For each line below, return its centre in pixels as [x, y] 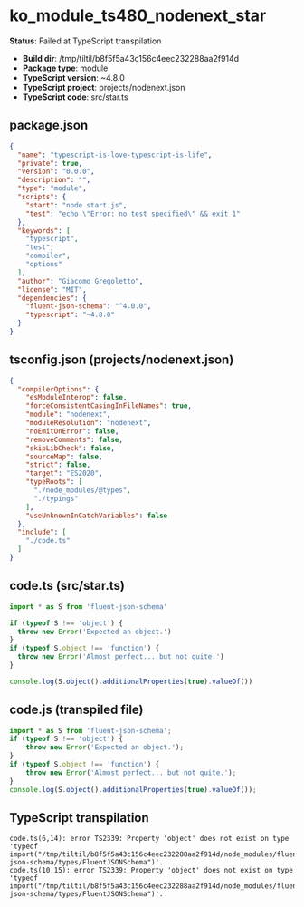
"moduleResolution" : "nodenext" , [89, 423]
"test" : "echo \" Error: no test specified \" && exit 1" [133, 214]
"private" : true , [50, 163]
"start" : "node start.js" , [76, 205]
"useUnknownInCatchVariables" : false [97, 516]
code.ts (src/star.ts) [67, 586]
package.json [49, 125]
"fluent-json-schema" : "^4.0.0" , [89, 306]
